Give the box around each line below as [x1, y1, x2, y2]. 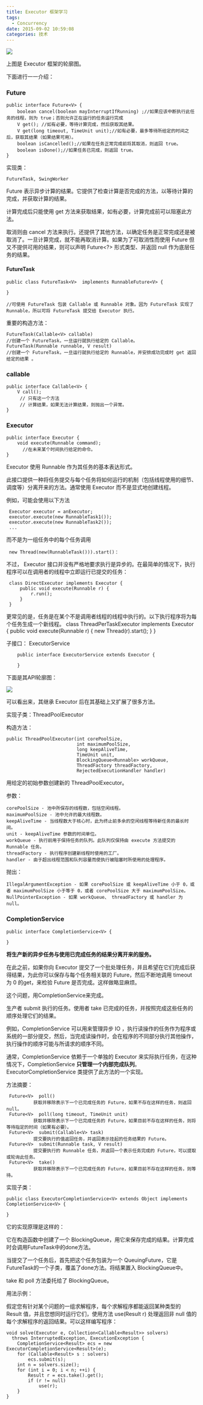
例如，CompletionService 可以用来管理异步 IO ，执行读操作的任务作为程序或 [6, 1025, 196, 1032]
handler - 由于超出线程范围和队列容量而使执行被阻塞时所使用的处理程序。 [6, 857, 169, 863]
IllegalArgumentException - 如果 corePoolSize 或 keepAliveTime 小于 [6, 881, 181, 888]
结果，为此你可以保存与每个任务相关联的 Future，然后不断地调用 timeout [11, 971, 192, 978]
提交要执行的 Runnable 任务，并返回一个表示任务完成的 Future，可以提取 [33, 1147, 196, 1153]
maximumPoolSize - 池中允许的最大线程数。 [6, 812, 105, 818]
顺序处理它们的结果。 [6, 1012, 59, 1019]
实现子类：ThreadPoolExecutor [6, 711, 84, 718]
